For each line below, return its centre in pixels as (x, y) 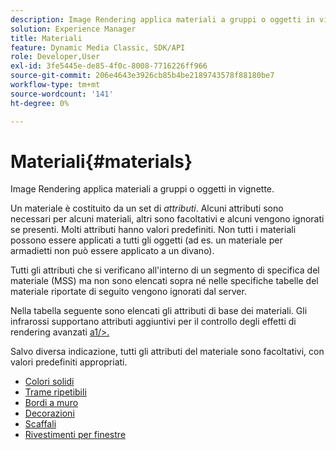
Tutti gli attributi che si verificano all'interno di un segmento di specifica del (165, 270)
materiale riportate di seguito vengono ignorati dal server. (128, 292)
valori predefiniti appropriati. (69, 362)
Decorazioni (49, 413)
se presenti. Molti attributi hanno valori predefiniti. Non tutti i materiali (153, 230)
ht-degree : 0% (40, 103)
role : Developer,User (55, 57)
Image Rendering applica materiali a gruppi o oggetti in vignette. (142, 189)
